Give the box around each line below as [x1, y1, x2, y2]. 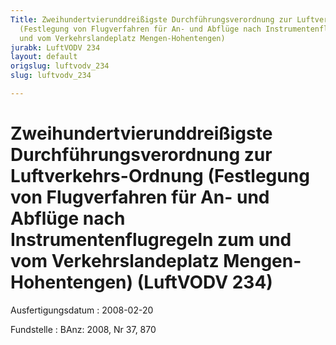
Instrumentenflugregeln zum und [10, 229, 292, 251]
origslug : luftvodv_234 [10, 61, 110, 71]
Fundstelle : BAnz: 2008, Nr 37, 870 [10, 323, 157, 335]
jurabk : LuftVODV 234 [10, 42, 101, 53]
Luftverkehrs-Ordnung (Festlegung [10, 165, 310, 188]
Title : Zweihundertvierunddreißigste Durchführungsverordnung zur [10, 14, 293, 25]
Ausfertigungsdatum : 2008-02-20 [10, 304, 154, 316]
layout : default [10, 52, 78, 62]
